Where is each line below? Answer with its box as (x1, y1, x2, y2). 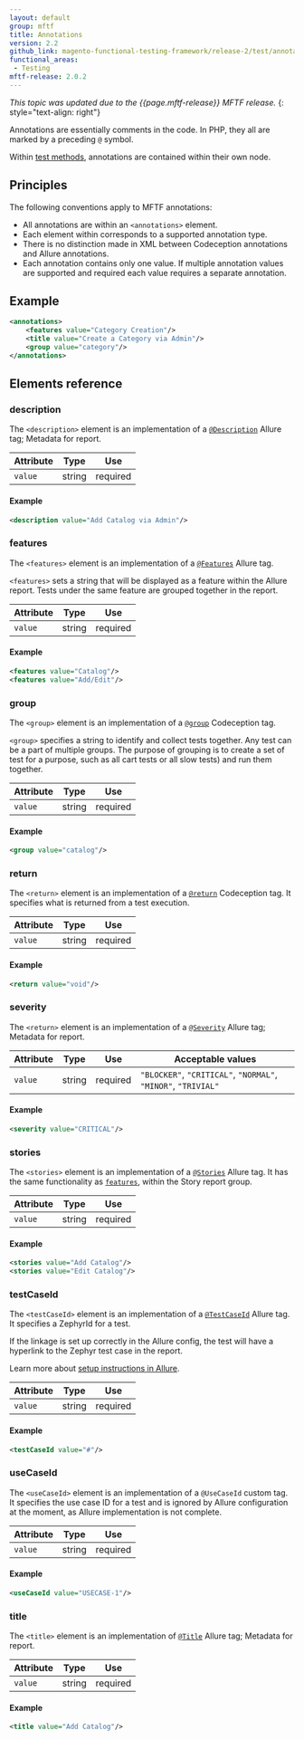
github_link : (9, 47, 59, 56)
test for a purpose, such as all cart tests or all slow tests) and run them (9, 754, 272, 765)
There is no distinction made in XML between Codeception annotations (22, 238, 288, 249)
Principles (9, 177, 68, 193)
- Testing (13, 64, 51, 73)
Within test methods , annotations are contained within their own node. (9, 151, 271, 162)
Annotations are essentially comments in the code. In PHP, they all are (9, 124, 271, 135)
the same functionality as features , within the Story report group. (9, 1176, 253, 1187)
